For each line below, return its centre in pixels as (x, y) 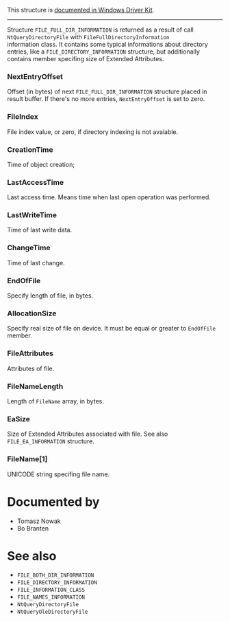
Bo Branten (33, 528)
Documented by (53, 502)
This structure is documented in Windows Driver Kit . (81, 10)
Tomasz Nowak (39, 521)
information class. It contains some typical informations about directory (108, 44)
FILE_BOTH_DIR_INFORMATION (55, 576)
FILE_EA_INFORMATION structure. (51, 441)
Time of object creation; (41, 164)
